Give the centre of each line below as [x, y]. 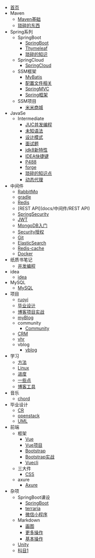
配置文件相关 [38, 83]
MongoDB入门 [33, 225]
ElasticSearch [32, 243]
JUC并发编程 [39, 125]
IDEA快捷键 [37, 156]
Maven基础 [29, 19]
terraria [33, 508]
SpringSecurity [33, 214]
